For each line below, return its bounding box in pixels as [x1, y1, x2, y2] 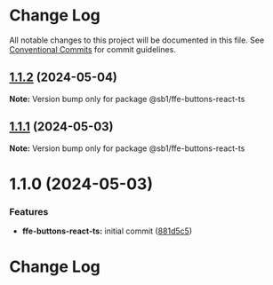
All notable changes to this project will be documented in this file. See [9, 35, 265, 45]
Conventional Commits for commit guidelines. [9, 44, 176, 54]
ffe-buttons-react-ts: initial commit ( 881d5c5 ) [21, 226, 193, 236]
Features [9, 205, 49, 218]
